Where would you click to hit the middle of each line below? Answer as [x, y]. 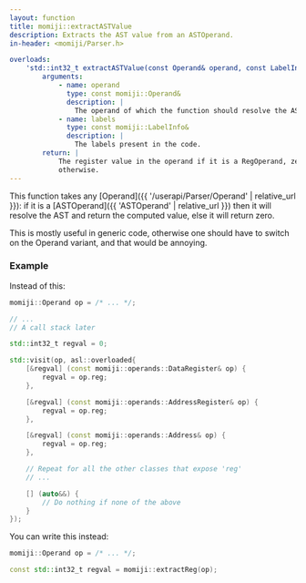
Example [29, 266]
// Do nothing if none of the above [112, 502]
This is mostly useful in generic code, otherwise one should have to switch [149, 232]
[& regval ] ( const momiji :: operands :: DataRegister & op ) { [136, 369]
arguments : [63, 77]
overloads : [30, 60]
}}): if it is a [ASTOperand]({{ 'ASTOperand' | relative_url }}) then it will [140, 205]
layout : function [42, 18]
